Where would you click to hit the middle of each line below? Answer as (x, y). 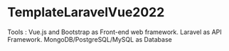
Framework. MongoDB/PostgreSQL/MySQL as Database (90, 39)
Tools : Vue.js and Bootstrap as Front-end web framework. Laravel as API (114, 32)
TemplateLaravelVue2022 (86, 12)
